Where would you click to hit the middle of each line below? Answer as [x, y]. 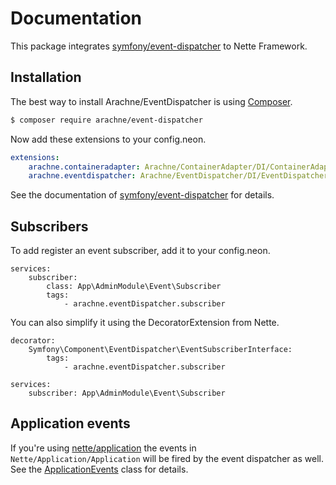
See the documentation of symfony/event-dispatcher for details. [142, 195]
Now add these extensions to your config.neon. [108, 139]
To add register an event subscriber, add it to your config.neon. [140, 251]
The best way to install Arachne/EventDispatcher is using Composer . [151, 101]
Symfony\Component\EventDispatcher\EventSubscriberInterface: [160, 350]
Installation [46, 77]
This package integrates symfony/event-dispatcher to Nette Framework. [159, 46]
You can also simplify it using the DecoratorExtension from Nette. [145, 323]
